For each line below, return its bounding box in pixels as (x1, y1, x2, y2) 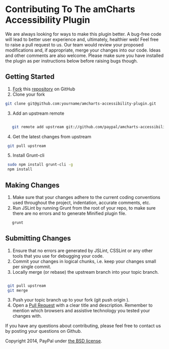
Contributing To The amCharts (5, 4, 135, 15)
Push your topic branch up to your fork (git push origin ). (12, 297, 130, 303)
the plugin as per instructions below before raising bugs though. (5, 58, 138, 64)
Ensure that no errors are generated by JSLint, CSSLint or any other (12, 247, 153, 254)
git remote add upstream (12, 124, 64, 129)
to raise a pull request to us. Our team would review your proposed (5, 41, 144, 47)
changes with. (12, 313, 42, 319)
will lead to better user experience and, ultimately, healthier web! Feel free (5, 36, 159, 42)
